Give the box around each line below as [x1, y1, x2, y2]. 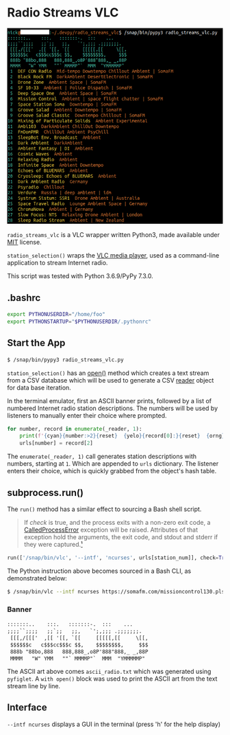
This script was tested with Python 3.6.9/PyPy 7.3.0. [7, 272, 154, 280]
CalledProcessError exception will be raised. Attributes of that [23, 525, 199, 534]
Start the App [7, 337, 66, 349]
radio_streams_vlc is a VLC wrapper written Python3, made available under [7, 231, 220, 239]
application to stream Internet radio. [7, 259, 108, 267]
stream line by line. [7, 681, 60, 690]
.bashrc [7, 292, 41, 304]
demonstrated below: [7, 574, 67, 582]
